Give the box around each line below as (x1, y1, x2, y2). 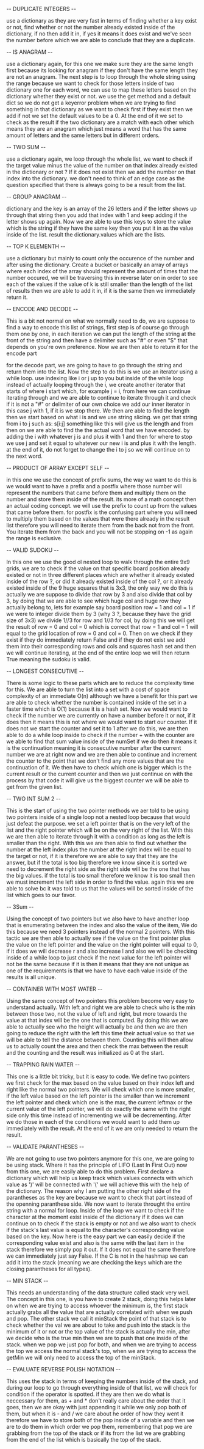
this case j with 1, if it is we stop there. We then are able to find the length (6, 407, 190, 414)
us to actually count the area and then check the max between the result (6, 1043, 188, 1050)
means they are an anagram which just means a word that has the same (6, 125, 187, 132)
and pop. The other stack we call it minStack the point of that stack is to (6, 1315, 187, 1322)
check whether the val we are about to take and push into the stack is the (6, 1321, 191, 1329)
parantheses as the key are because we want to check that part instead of (6, 1194, 193, 1201)
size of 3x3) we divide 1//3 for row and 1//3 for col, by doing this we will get (6, 617, 195, 624)
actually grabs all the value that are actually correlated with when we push (6, 1308, 193, 1316)
